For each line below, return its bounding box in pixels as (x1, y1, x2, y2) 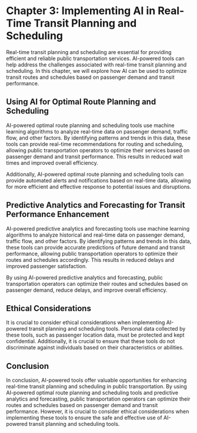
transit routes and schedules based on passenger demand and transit (6, 74, 175, 81)
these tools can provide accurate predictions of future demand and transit (6, 244, 185, 251)
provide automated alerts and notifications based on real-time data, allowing (6, 176, 191, 184)
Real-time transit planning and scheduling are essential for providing (6, 48, 172, 55)
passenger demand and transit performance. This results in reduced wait (6, 153, 183, 160)
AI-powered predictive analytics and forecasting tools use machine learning (6, 225, 190, 232)
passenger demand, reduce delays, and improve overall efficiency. (6, 287, 168, 294)
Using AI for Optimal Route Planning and (6, 97, 156, 107)
